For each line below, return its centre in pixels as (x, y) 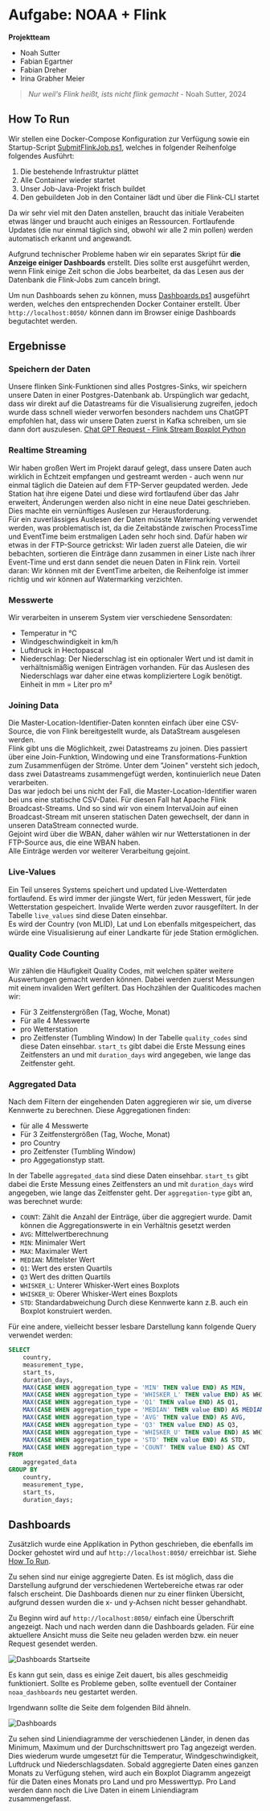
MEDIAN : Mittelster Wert (57, 1260)
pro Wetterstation (49, 1029)
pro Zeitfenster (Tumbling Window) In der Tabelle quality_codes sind (133, 1037)
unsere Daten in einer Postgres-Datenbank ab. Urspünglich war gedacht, (129, 395)
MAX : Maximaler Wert (53, 1251)
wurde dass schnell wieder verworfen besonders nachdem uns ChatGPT (129, 412)
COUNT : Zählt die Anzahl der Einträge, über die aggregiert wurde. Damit (136, 1217)
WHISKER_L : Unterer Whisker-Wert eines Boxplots (100, 1285)
